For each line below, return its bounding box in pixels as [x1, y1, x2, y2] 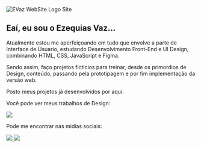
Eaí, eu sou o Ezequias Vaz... [6, 23, 116, 33]
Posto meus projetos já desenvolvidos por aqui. [6, 88, 125, 95]
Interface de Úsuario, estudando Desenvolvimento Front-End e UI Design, [6, 45, 189, 52]
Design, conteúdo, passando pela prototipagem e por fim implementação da [6, 70, 196, 77]
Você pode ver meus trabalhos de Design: [6, 99, 111, 106]
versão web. [6, 76, 37, 84]
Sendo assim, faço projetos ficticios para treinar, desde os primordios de [6, 63, 187, 70]
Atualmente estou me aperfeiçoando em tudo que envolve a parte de [6, 39, 178, 46]
